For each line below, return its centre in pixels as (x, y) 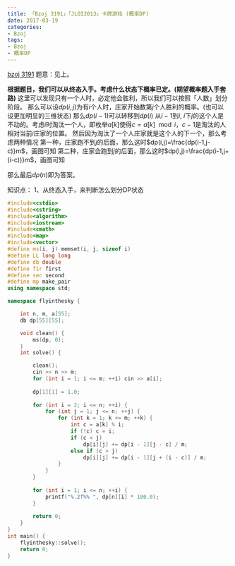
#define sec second (36, 275)
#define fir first (34, 269)
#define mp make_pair (39, 282)
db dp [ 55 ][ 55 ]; (42, 320)
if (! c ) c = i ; (92, 431)
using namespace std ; (39, 289)
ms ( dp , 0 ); (49, 339)
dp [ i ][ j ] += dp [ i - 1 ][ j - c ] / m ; (135, 444)
